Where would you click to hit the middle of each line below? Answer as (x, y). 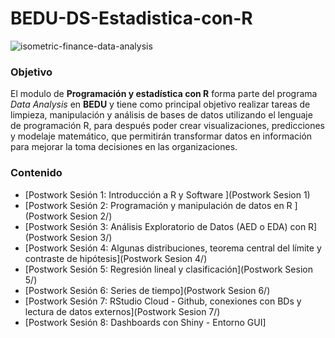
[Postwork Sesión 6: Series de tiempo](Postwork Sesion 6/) (147, 290)
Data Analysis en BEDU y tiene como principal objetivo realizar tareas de (160, 104)
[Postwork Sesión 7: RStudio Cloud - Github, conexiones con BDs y (163, 301)
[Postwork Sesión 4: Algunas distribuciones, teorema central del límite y (173, 248)
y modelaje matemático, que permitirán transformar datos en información (161, 136)
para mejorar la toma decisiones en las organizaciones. (124, 147)
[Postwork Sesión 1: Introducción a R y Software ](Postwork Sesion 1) (167, 194)
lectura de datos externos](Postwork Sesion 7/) (122, 311)
